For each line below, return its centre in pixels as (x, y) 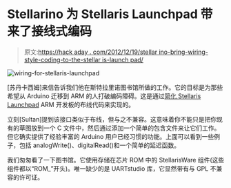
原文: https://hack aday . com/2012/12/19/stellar (90, 52)
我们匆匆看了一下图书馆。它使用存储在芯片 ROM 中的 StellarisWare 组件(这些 (116, 160)
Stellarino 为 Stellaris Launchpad (102, 14)
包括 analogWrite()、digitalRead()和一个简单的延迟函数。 (100, 145)
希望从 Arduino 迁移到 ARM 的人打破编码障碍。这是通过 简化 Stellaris (104, 96)
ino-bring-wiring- (183, 52)
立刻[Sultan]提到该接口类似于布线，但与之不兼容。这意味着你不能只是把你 (112, 119)
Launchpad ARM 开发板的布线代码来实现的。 (71, 104)
